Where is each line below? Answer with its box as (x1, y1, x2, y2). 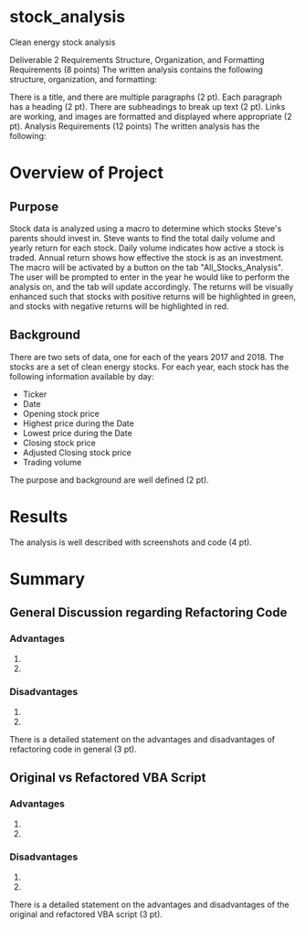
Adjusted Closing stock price (22, 446, 132, 458)
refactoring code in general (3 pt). (9, 743, 137, 754)
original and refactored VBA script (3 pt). (9, 908, 163, 920)
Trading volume (22, 456, 82, 467)
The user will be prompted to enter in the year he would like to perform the (9, 272, 290, 283)
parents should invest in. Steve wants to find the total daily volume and (9, 232, 276, 243)
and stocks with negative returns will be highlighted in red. (9, 300, 230, 312)
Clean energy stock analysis (9, 37, 116, 48)
